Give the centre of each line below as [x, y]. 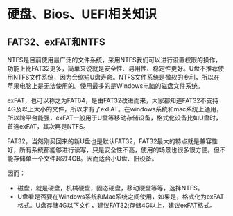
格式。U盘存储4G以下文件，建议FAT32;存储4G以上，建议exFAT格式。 [116, 205]
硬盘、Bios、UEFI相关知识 [82, 14]
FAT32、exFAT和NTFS [56, 42]
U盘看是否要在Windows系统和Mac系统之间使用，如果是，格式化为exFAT [120, 197]
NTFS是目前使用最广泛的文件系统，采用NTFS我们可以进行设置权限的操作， [114, 60]
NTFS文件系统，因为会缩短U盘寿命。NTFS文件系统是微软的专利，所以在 [116, 77]
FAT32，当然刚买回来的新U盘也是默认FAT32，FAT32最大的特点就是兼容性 [113, 141]
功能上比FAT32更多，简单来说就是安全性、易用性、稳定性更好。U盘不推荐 [113, 69]
